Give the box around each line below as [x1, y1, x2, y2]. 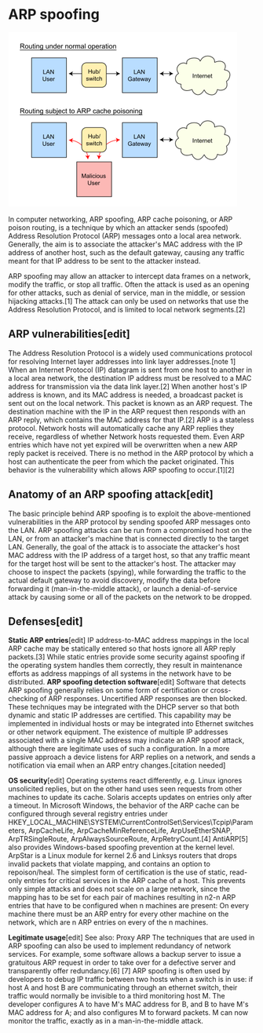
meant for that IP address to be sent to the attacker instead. [8, 256, 201, 265]
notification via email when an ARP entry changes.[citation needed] [8, 761, 226, 770]
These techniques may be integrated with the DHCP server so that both [8, 703, 239, 712]
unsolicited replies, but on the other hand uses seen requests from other [8, 784, 243, 794]
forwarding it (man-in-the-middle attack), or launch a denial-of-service [8, 583, 238, 593]
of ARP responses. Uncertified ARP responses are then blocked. [39, 694, 247, 703]
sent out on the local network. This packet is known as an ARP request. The [8, 398, 253, 407]
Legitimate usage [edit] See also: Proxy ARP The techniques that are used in [8, 933, 255, 943]
